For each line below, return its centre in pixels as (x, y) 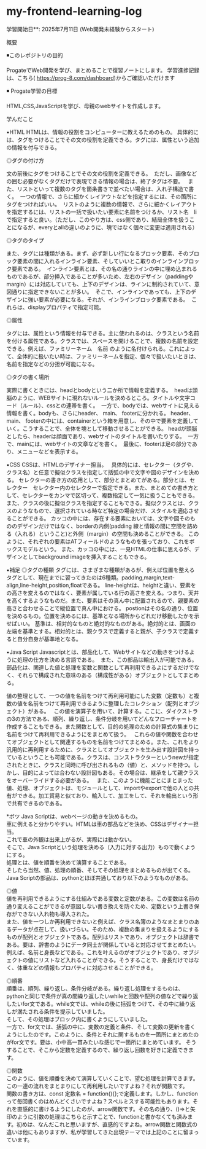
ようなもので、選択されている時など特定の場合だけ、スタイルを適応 (103, 511)
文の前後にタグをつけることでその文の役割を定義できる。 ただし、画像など (102, 173)
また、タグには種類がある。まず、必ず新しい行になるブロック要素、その (97, 253)
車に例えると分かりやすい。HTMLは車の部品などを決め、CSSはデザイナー (100, 824)
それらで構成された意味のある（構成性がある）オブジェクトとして (100, 675)
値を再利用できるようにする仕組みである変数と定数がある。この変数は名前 (100, 898)
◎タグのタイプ (25, 240)
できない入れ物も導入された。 (55, 914)
